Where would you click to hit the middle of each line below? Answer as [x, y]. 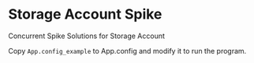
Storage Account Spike [85, 14]
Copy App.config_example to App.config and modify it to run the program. [127, 51]
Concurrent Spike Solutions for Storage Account [87, 36]
